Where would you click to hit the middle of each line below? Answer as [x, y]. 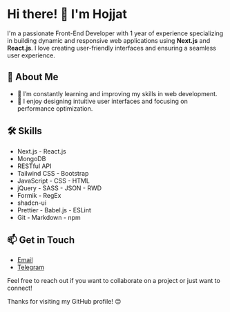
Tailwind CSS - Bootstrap [53, 173]
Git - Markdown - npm [49, 217]
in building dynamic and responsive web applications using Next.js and [109, 40]
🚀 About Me [33, 77]
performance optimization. [55, 108]
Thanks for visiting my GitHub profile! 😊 [64, 302]
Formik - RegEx [39, 195]
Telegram [31, 267]
